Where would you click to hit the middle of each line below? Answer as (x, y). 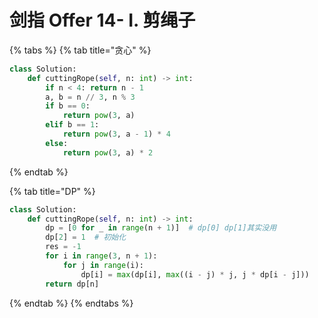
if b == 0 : (68, 106)
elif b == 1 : (72, 125)
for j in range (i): (103, 265)
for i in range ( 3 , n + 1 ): (101, 256)
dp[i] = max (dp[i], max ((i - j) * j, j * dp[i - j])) (195, 274)
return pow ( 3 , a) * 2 (108, 152)
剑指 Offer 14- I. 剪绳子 (102, 20)
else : (57, 143)
